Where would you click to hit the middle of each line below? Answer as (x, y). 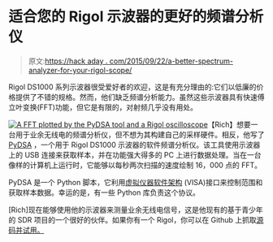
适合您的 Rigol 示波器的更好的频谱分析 (136, 17)
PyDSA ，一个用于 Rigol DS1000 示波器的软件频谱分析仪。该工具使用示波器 (134, 145)
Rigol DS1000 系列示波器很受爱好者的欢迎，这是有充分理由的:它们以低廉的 (132, 87)
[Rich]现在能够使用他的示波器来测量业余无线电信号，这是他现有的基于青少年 (136, 210)
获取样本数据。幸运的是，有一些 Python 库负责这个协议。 (104, 192)
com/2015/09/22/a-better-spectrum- (171, 61)
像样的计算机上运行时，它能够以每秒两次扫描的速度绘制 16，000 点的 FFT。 (135, 165)
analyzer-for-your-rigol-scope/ (80, 70)
